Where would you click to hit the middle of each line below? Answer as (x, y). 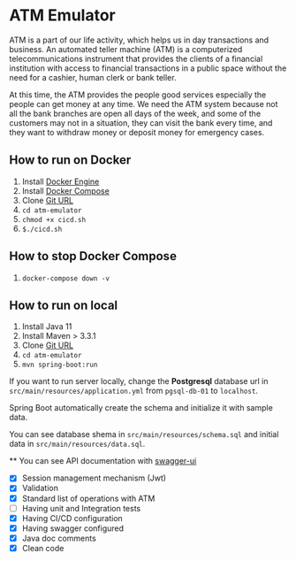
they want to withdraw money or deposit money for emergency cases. (137, 132)
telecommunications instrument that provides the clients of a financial (136, 58)
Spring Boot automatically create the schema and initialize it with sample (141, 408)
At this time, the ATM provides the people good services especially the (138, 95)
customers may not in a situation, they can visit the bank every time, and (141, 123)
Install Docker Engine (61, 181)
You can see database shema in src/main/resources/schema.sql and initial (144, 434)
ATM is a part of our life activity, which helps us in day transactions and (139, 40)
